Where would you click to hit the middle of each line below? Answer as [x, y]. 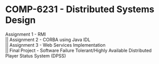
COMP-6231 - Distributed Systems [80, 9]
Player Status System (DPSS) [36, 56]
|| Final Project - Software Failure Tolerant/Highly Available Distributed [78, 50]
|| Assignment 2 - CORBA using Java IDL [48, 40]
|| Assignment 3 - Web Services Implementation [55, 45]
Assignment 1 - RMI [26, 34]
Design [21, 20]
